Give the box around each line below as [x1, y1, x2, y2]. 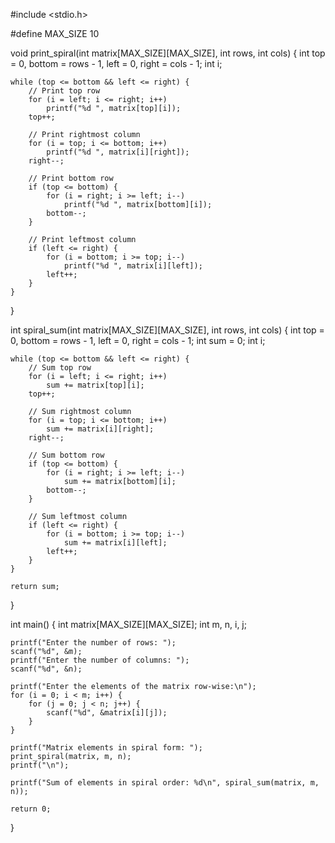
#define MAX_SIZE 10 [10, 28, 100, 39]
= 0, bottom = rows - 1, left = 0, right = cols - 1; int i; [10, 58, 223, 69]
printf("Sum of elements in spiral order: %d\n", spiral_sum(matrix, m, [10, 778, 320, 788]
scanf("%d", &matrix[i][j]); [46, 708, 168, 718]
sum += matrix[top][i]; [46, 380, 145, 390]
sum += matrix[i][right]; [46, 424, 155, 434]
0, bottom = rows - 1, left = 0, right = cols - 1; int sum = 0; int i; [10, 335, 266, 346]
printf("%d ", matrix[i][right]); [46, 147, 190, 157]
